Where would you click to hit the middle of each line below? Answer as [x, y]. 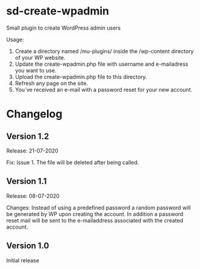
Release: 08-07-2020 [33, 196]
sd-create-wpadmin [58, 11]
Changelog [34, 114]
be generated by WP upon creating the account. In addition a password [95, 214]
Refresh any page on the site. [52, 83]
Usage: [15, 39]
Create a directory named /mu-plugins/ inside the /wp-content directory [104, 51]
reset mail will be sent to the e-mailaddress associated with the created [95, 220]
